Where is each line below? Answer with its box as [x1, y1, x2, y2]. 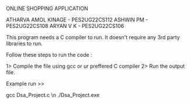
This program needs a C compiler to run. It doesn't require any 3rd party [6, 34, 180, 40]
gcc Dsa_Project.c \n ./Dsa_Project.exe [6, 92, 100, 98]
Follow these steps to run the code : [6, 51, 92, 58]
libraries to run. [6, 40, 43, 47]
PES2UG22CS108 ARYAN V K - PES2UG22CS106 [6, 23, 124, 29]
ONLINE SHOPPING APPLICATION [6, 5, 89, 12]
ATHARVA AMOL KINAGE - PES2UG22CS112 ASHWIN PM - [6, 16, 148, 23]
